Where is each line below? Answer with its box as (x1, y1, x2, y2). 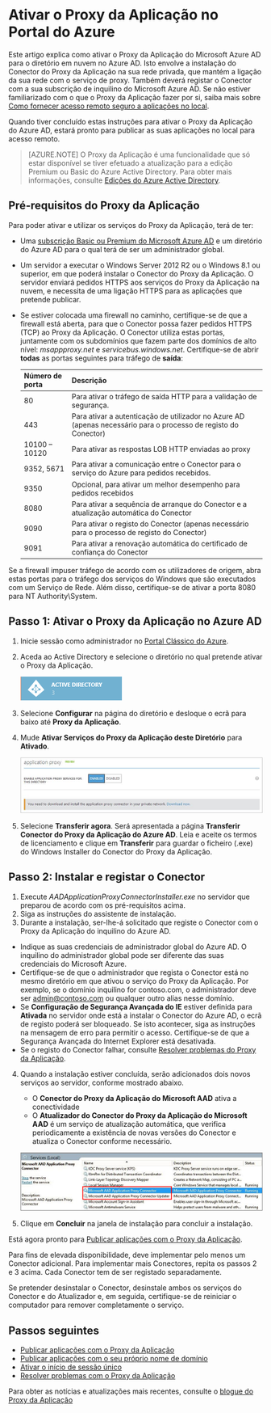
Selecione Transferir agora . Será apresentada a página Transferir (19, 821, 240, 830)
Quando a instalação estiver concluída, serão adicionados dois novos (19, 1069, 251, 1078)
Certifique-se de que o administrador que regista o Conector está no (19, 968, 249, 977)
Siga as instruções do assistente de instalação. (19, 909, 177, 918)
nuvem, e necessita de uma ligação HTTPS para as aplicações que (19, 285, 243, 296)
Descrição (71, 375, 107, 385)
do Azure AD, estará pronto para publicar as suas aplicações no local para (8, 125, 256, 135)
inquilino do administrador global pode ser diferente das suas (19, 950, 224, 960)
